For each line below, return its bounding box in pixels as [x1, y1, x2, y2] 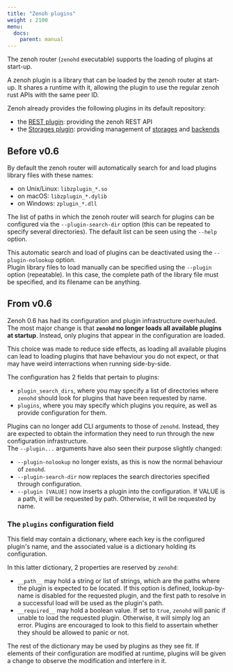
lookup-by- [192, 584, 225, 593]
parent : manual [19, 36, 64, 43]
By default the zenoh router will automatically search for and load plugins [7, 163, 217, 172]
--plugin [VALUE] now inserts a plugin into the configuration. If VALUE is [17, 487, 225, 495]
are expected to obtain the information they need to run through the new [7, 429, 215, 438]
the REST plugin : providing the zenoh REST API [17, 117, 153, 126]
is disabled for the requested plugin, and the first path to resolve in [35, 591, 226, 600]
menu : [7, 23, 23, 30]
